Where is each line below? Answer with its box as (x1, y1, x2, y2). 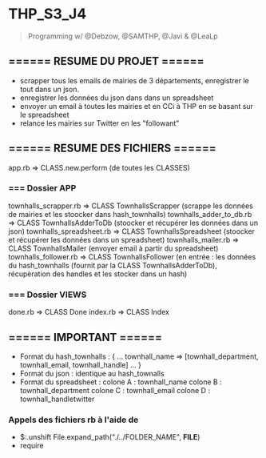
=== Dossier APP (8, 183, 77, 194)
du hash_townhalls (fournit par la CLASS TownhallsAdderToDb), (8, 260, 217, 270)
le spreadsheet (19, 110, 69, 119)
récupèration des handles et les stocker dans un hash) (8, 269, 188, 279)
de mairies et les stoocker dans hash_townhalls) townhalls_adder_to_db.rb (8, 209, 252, 219)
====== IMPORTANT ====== (8, 330, 162, 344)
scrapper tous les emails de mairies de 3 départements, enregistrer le (19, 75, 249, 85)
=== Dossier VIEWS (8, 289, 87, 300)
